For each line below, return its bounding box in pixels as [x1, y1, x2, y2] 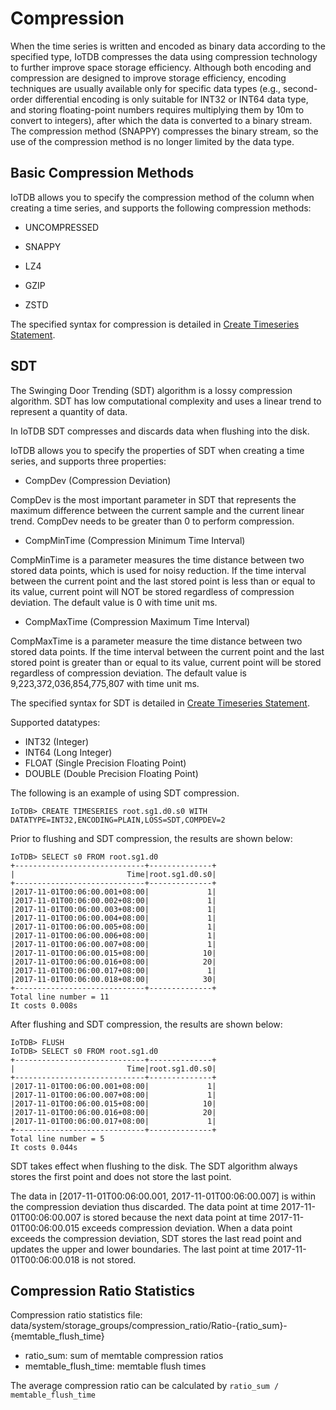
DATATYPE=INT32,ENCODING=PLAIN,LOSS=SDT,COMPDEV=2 [10, 815, 226, 825]
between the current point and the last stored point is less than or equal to [10, 575, 316, 587]
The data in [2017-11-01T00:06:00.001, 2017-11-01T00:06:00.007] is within [10, 1190, 316, 1202]
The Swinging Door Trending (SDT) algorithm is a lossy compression [10, 384, 293, 396]
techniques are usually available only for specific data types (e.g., [10, 82, 282, 94]
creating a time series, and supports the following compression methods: [10, 202, 312, 214]
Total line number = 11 [10, 992, 110, 1002]
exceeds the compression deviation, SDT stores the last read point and [10, 1232, 302, 1244]
